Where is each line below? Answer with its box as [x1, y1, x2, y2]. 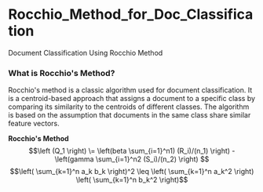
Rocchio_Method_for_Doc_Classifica [8, 5, 254, 24]
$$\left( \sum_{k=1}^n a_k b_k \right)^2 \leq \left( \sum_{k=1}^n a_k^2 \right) [9, 167, 254, 176]
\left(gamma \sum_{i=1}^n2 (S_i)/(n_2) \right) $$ [54, 154, 210, 164]
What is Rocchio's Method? [8, 67, 115, 78]
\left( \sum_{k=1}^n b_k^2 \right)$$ [75, 175, 188, 185]
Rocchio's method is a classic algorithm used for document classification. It [8, 85, 253, 95]
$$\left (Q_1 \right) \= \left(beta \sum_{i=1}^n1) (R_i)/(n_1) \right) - [28, 147, 236, 156]
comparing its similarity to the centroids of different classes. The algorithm [8, 102, 250, 111]
